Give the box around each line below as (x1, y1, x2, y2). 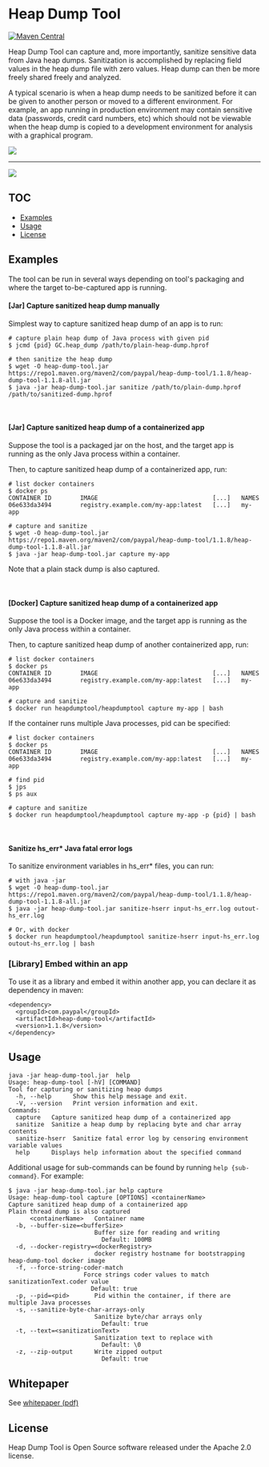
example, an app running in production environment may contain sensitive (8, 105, 253, 115)
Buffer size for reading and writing (94, 1229, 220, 1237)
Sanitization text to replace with (94, 1334, 214, 1342)
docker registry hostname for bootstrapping (94, 1250, 246, 1258)
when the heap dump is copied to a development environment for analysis (8, 122, 254, 131)
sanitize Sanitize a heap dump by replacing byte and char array (15, 1121, 242, 1129)
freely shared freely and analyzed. (8, 72, 122, 82)
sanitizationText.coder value (8, 1278, 110, 1286)
